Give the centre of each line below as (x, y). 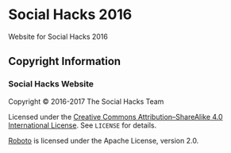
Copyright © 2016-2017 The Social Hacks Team (86, 101)
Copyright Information (65, 61)
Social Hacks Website (51, 84)
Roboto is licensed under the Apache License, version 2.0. (104, 140)
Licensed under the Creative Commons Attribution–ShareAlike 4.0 (116, 117)
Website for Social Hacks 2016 (58, 36)
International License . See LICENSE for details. (83, 125)
